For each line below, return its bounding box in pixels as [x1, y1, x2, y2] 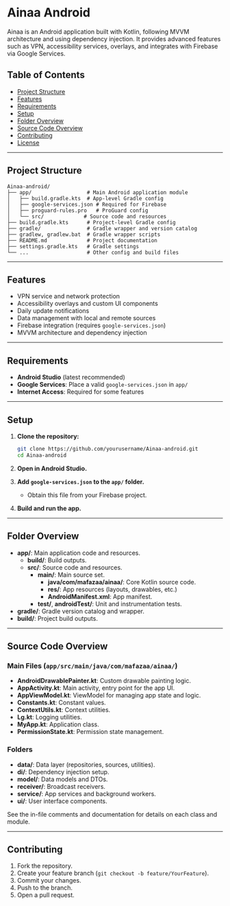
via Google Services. [7, 49, 66, 58]
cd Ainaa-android [16, 451, 67, 459]
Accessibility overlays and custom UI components [16, 300, 159, 308]
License [16, 139, 40, 147]
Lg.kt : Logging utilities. [16, 713, 82, 722]
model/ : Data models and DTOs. [16, 775, 108, 783]
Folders [7, 745, 33, 754]
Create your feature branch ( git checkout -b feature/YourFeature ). [16, 869, 209, 877]
